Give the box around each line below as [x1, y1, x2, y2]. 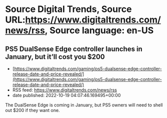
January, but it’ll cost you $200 [5, 52, 105, 61]
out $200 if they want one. [5, 107, 60, 113]
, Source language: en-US [44, 25, 154, 36]
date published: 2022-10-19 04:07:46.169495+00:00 [12, 92, 121, 98]
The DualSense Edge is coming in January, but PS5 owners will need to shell [5, 102, 163, 108]
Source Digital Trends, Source [5, 3, 132, 15]
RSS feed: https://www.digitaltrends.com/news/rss [12, 87, 117, 93]
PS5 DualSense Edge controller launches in [5, 44, 142, 53]
